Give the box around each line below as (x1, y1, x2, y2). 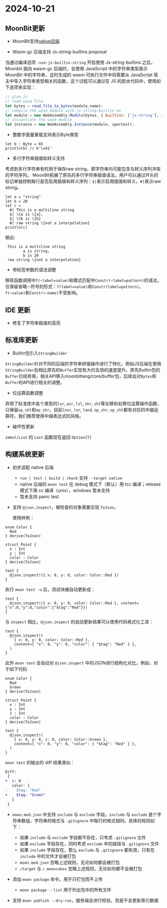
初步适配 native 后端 (12, 464, 54, 470)
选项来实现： (9, 84, 36, 90)
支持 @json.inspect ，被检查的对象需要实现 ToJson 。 (12, 504, 118, 510)
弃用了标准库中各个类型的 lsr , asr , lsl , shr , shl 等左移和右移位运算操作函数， (5, 400, 162, 406)
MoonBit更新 (5, 24, 45, 32)
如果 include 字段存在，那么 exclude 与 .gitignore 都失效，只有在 (19, 847, 155, 853)
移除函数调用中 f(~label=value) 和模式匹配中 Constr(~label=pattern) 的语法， (5, 277, 162, 283)
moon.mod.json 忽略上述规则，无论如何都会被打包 (19, 859, 120, 865)
